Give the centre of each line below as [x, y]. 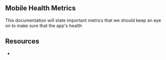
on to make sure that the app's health [44, 25]
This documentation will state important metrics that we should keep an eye [83, 20]
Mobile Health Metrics [40, 8]
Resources [22, 41]
